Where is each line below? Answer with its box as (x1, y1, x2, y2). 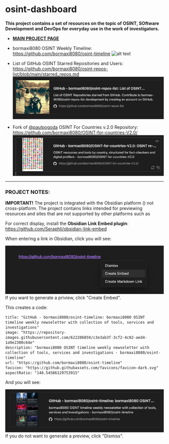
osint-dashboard (5, 4, 77, 15)
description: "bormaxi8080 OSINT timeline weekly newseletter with (5, 345, 150, 350)
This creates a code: (5, 304, 48, 310)
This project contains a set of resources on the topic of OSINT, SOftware (5, 20, 159, 26)
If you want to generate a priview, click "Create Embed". (5, 294, 121, 301)
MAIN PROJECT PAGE (12, 35, 59, 41)
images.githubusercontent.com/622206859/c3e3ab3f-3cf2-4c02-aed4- (5, 335, 147, 340)
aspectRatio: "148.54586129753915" (5, 370, 80, 375)
